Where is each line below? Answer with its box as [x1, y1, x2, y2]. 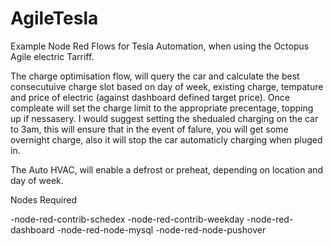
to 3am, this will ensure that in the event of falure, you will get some [10, 123, 289, 135]
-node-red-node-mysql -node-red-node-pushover [56, 223, 267, 236]
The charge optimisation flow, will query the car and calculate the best [10, 70, 300, 82]
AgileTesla [10, 7, 99, 30]
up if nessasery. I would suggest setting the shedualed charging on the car [10, 112, 319, 124]
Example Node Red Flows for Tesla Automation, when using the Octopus [10, 40, 310, 52]
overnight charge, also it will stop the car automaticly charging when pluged [10, 133, 323, 146]
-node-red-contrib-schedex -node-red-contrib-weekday [10, 213, 245, 225]
